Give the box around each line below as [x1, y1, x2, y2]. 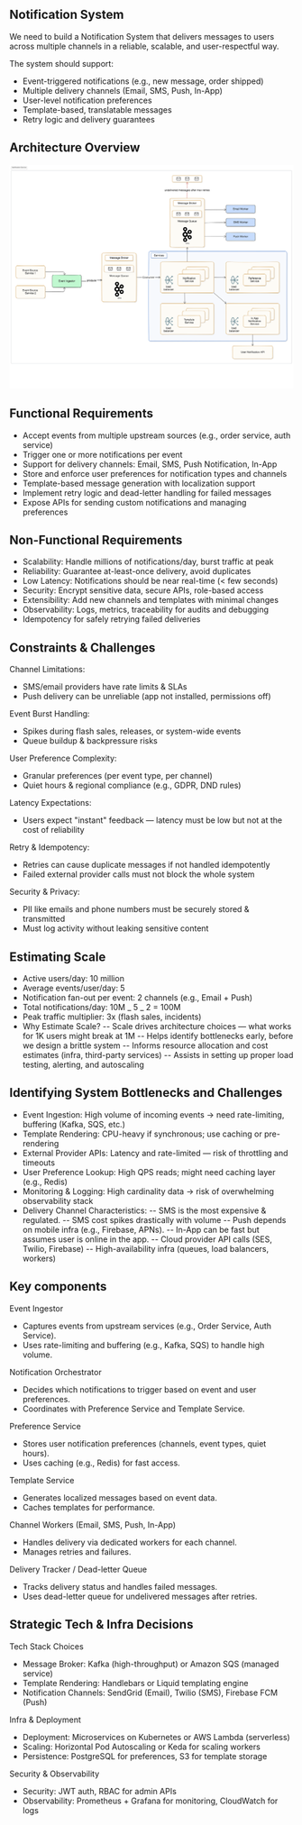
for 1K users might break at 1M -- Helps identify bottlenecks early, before [22, 1031, 294, 1042]
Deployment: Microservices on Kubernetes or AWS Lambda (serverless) [22, 1731, 290, 1742]
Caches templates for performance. [22, 1501, 156, 1512]
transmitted [22, 914, 66, 925]
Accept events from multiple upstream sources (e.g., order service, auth [22, 430, 291, 441]
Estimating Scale [9, 949, 106, 964]
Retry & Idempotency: [9, 842, 90, 853]
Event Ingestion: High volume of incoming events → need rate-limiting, [22, 1109, 285, 1120]
